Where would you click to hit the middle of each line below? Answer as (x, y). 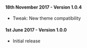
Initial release (26, 41)
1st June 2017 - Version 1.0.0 (36, 30)
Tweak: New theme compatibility (47, 18)
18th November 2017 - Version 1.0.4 (43, 7)
